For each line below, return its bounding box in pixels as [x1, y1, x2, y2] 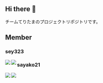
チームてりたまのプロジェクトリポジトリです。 [5, 18, 101, 25]
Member [5, 33, 32, 42]
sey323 [5, 48, 24, 55]
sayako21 [17, 61, 41, 68]
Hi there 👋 [5, 5, 36, 13]
